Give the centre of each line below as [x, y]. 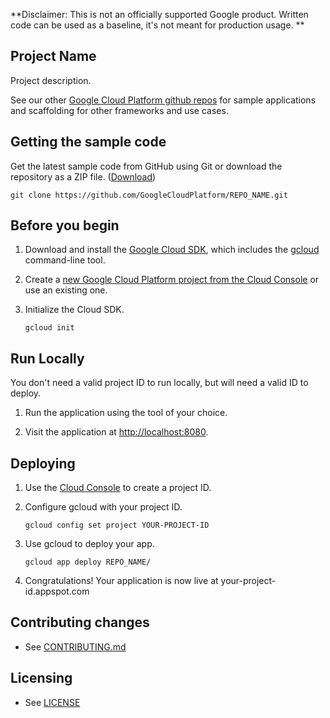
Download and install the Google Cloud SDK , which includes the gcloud [172, 250]
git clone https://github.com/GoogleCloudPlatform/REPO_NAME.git [149, 195]
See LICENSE [52, 702]
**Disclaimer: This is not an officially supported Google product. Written [159, 14]
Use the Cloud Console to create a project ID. [118, 488]
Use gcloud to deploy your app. [89, 544]
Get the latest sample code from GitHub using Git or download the [146, 166]
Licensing [41, 678]
